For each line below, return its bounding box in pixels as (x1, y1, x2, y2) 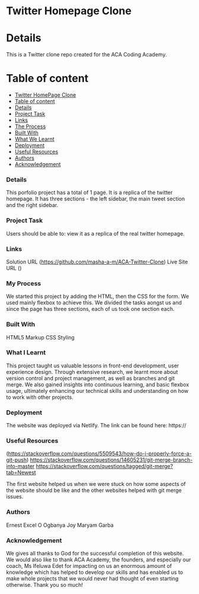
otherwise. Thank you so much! (6, 582, 84, 589)
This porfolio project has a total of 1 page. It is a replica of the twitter (6, 189, 173, 196)
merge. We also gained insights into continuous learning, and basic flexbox (6, 381, 190, 388)
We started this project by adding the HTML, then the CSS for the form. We (6, 293, 190, 300)
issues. (6, 493, 24, 500)
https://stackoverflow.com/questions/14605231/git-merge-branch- (30, 456, 193, 463)
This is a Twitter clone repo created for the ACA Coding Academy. (6, 51, 167, 58)
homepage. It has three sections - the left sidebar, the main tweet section (6, 195, 185, 202)
